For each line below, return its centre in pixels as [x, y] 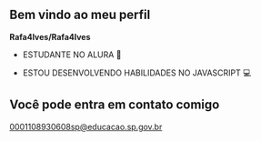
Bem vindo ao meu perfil [80, 15]
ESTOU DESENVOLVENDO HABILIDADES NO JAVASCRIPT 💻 [137, 73]
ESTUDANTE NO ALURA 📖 [72, 55]
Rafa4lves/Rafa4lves [50, 36]
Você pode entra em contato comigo [115, 105]
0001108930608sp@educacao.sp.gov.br [86, 126]
